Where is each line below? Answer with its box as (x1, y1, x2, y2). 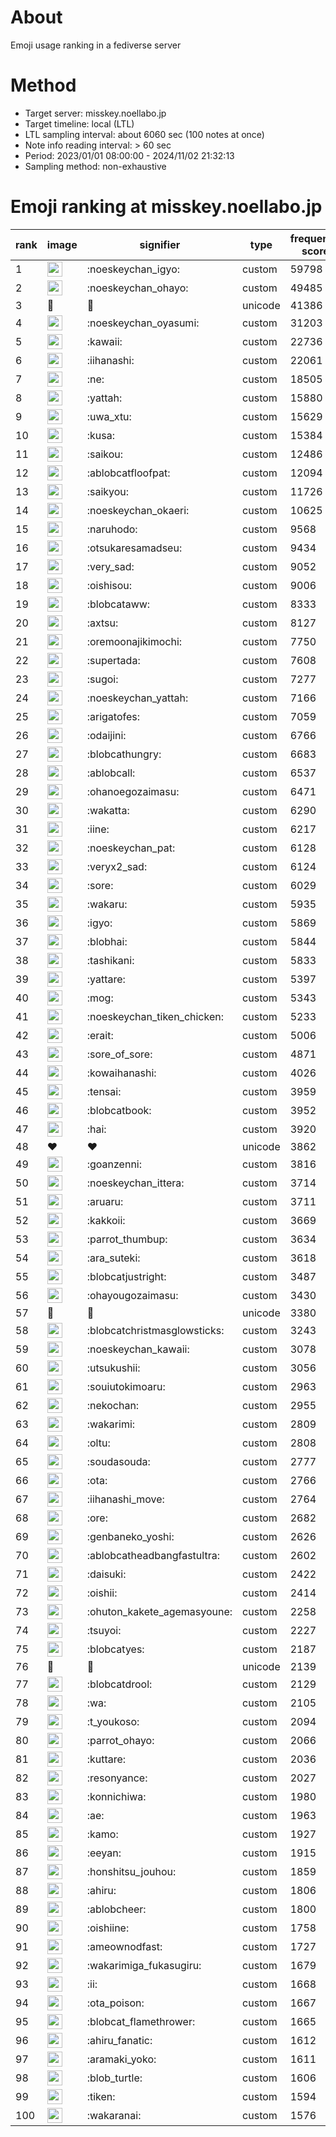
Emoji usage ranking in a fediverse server (10, 39, 182, 51)
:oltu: (86, 1436, 111, 1450)
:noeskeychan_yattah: (86, 691, 189, 705)
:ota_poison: (86, 1996, 145, 2010)
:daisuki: (86, 1567, 127, 1581)
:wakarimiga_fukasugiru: (86, 1958, 202, 1972)
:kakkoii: (86, 1213, 126, 1227)
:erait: (86, 1028, 114, 1042)
